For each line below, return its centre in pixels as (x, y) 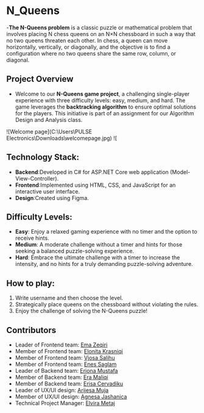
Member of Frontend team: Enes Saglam (66, 364)
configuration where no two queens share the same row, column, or (91, 53)
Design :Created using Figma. (52, 198)
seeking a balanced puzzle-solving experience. (75, 251)
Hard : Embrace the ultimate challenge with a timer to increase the (97, 257)
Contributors (31, 330)
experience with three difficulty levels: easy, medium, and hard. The (100, 100)
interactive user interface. (47, 191)
